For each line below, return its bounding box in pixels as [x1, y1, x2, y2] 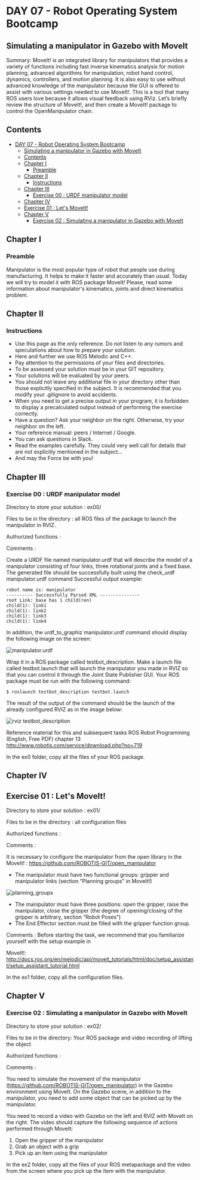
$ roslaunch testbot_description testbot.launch [6, 689, 130, 695]
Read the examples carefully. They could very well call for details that [14, 442, 186, 449]
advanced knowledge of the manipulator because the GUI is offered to [6, 82, 180, 89]
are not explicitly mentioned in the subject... [14, 448, 123, 455]
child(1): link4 [6, 618, 47, 624]
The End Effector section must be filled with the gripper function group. [14, 920, 191, 927]
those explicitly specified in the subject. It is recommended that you [14, 385, 181, 392]
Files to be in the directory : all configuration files [6, 819, 127, 826]
